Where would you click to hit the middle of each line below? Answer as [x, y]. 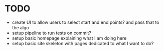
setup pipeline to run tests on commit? [51, 33]
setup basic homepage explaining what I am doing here [69, 38]
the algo [20, 27]
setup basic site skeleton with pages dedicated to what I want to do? [83, 43]
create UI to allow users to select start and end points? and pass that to [86, 22]
